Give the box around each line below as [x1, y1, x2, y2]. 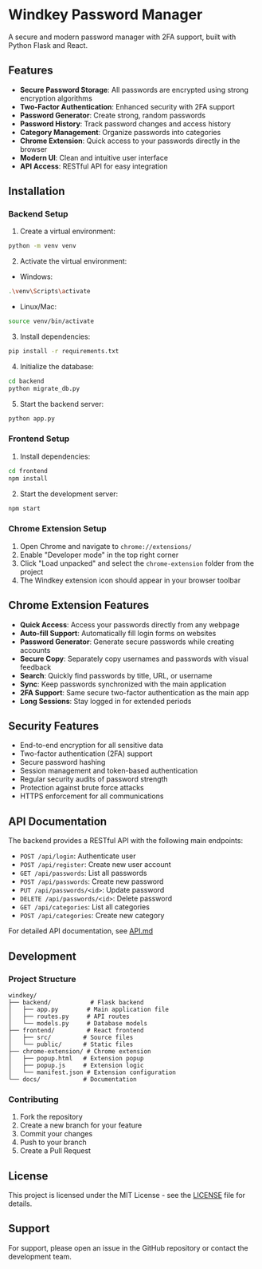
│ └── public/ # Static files [8, 1040, 134, 1048]
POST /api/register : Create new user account [19, 860, 171, 869]
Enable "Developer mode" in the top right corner [19, 550, 179, 559]
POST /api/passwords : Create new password [19, 877, 164, 886]
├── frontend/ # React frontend [8, 1026, 145, 1034]
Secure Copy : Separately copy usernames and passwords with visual [19, 654, 248, 663]
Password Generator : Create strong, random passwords [19, 110, 205, 120]
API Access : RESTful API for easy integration [19, 161, 168, 171]
